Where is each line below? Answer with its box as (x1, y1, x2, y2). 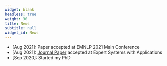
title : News (5, 21, 30, 26)
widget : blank (5, 7, 35, 12)
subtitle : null (5, 26, 37, 31)
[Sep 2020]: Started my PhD (12, 55, 71, 60)
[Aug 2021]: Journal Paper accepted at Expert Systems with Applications (12, 49, 162, 55)
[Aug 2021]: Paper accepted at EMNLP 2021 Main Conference (12, 44, 140, 50)
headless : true (5, 12, 37, 17)
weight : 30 (5, 16, 28, 21)
